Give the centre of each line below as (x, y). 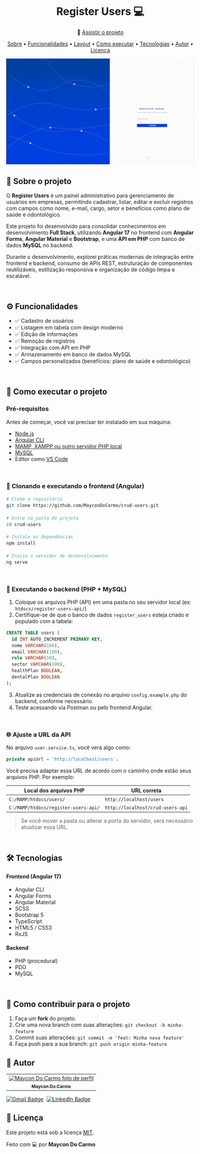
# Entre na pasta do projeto (42, 518)
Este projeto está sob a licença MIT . (50, 1132)
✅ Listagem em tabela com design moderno (69, 328)
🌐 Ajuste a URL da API (39, 734)
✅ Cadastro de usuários (44, 321)
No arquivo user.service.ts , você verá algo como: (69, 747)
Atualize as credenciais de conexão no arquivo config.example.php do (101, 695)
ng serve (17, 562)
